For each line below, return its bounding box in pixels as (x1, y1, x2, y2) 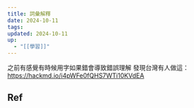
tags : (7, 23, 23, 30)
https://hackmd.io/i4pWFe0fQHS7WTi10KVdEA (7, 71, 144, 80)
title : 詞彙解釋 (7, 10, 51, 18)
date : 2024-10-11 (7, 17, 59, 24)
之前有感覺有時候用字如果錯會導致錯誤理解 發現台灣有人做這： (7, 64, 189, 71)
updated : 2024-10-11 (7, 30, 69, 37)
